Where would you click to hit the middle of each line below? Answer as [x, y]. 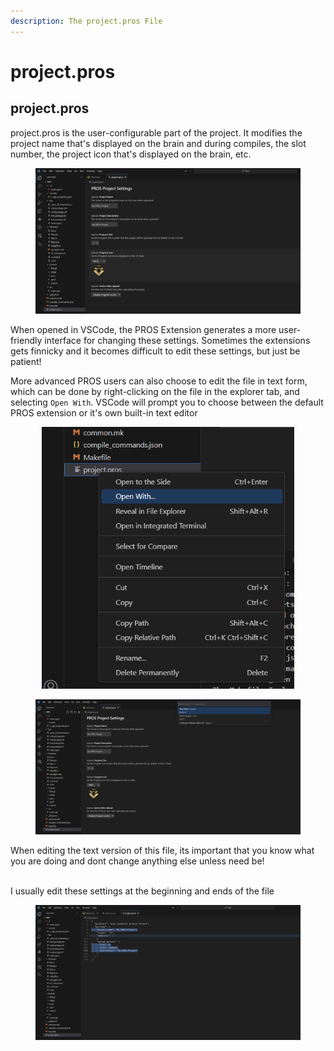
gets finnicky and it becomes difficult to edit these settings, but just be [155, 351]
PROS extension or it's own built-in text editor [104, 412]
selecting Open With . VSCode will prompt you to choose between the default [167, 402]
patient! [26, 361]
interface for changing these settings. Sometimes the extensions [177, 340]
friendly [26, 340]
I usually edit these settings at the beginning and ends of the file [142, 891]
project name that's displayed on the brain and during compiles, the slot [158, 143]
